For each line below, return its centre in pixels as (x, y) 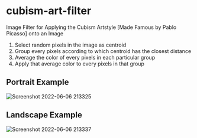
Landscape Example (44, 115)
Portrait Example (38, 82)
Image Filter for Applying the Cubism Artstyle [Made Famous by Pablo (91, 27)
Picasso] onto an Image (35, 33)
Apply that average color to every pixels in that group (80, 64)
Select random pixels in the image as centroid (70, 45)
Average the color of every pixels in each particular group (85, 57)
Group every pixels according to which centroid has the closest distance (103, 51)
